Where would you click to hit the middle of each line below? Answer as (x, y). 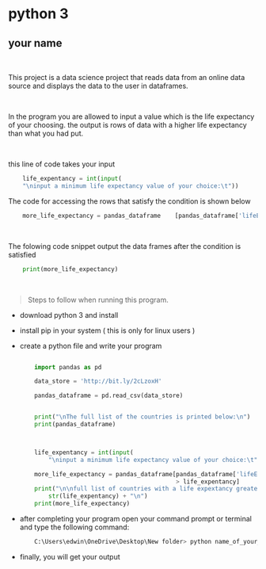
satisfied (22, 254)
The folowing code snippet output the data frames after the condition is (125, 246)
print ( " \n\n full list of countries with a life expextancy (134, 489)
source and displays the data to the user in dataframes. (98, 86)
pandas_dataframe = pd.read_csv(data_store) (109, 396)
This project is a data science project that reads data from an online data (127, 77)
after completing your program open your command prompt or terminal (135, 519)
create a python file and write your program (91, 346)
